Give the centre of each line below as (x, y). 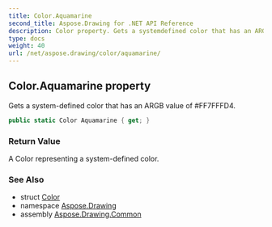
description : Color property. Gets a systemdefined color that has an (130, 31)
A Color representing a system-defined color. (84, 158)
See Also (26, 179)
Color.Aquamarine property (80, 86)
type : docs (27, 38)
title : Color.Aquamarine (50, 16)
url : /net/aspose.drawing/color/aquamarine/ (85, 53)
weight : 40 (27, 46)
